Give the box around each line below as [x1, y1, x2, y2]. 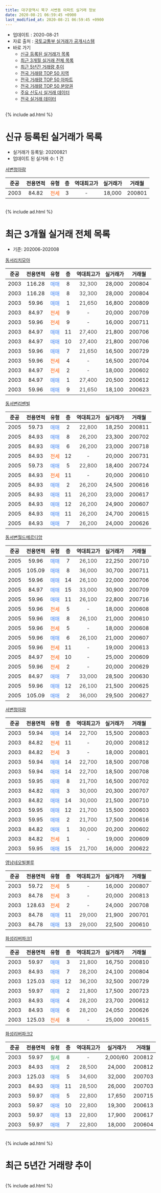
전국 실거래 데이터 [20, 96, 56, 102]
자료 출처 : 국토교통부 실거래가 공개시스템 [12, 38, 95, 44]
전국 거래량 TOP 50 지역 [20, 70, 69, 76]
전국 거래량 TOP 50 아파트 [20, 76, 73, 83]
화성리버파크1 [5, 935, 32, 942]
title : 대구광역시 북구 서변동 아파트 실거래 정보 [5, 7, 96, 13]
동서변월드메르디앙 [5, 534, 42, 540]
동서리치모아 [5, 257, 31, 263]
